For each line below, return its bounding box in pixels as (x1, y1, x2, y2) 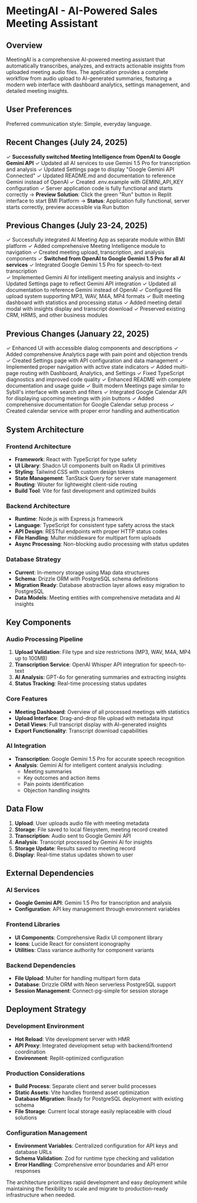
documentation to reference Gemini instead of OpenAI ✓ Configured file (6, 286, 182, 294)
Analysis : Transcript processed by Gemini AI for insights (14, 838, 153, 846)
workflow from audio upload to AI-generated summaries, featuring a (6, 75, 172, 82)
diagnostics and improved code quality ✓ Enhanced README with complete (6, 376, 191, 383)
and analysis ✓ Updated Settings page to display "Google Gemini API (6, 166, 175, 173)
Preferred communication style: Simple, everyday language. (6, 120, 152, 127)
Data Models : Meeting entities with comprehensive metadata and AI (14, 594, 180, 601)
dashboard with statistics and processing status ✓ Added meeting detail (6, 299, 182, 306)
